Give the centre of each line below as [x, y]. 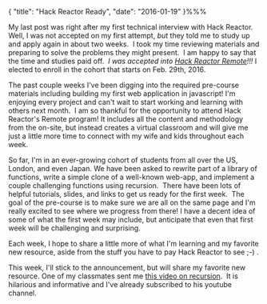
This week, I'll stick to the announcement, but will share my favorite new [127, 268]
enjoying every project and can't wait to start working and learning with [126, 102]
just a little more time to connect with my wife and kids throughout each [126, 136]
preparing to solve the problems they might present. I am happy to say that [132, 52]
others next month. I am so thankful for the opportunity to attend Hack [125, 110]
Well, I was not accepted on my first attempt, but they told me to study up [129, 36]
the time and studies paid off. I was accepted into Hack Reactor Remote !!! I [133, 61]
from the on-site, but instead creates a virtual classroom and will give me [128, 128]
